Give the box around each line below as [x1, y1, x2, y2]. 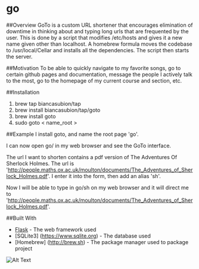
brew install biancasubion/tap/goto [14, 106, 101, 113]
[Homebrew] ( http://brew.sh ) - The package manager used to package [14, 238, 189, 245]
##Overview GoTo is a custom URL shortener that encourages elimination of [6, 21, 193, 29]
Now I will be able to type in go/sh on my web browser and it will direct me [6, 183, 189, 191]
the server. [6, 53, 33, 60]
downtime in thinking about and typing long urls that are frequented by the [6, 27, 189, 34]
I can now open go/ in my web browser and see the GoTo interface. [6, 142, 172, 149]
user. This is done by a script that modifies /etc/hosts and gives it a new [6, 34, 183, 41]
